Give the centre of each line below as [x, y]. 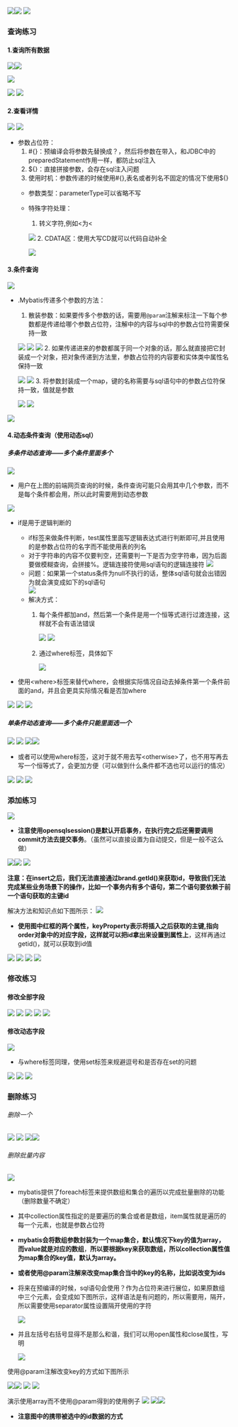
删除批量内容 [26, 1156]
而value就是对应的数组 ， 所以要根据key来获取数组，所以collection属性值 [124, 1249]
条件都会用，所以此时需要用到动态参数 [92, 495]
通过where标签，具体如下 [76, 653]
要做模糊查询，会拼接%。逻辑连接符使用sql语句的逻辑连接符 [116, 564]
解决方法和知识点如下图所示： [51, 911]
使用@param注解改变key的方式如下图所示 [68, 1372]
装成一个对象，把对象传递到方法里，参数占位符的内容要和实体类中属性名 [123, 357]
